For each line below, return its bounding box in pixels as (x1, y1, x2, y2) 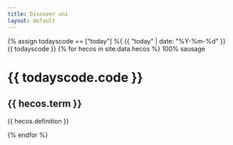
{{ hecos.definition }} (7, 116, 69, 125)
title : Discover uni (7, 10, 69, 18)
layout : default (7, 17, 56, 24)
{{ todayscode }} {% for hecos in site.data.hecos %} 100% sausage (7, 44, 205, 53)
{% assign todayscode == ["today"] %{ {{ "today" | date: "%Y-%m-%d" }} (7, 36, 226, 45)
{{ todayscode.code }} (7, 69, 144, 86)
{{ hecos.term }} (7, 98, 82, 110)
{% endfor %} (7, 130, 48, 139)
